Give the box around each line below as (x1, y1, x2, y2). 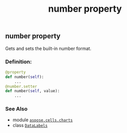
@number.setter (5, 84, 37, 89)
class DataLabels (12, 122, 48, 128)
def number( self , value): (5, 89, 60, 94)
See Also (5, 105, 28, 113)
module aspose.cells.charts (12, 117, 73, 123)
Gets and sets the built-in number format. (5, 45, 92, 51)
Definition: (5, 58, 32, 65)
